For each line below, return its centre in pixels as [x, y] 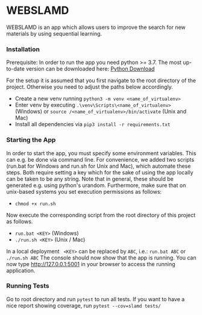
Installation [23, 49]
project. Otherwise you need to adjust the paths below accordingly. [90, 87]
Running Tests [28, 286]
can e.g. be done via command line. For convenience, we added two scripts [100, 159]
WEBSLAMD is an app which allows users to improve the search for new [96, 27]
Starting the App [31, 140]
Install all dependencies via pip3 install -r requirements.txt [93, 124]
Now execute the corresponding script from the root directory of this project [101, 215]
